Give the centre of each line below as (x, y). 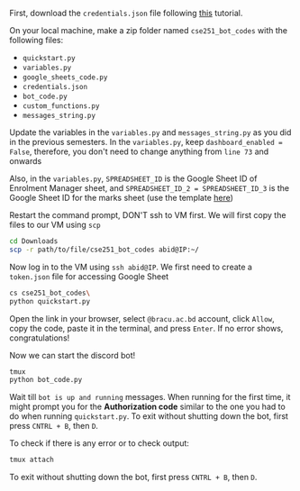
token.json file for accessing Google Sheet (89, 276)
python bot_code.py (46, 380)
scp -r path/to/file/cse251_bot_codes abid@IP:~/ (105, 250)
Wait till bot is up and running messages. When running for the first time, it (150, 397)
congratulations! (40, 338)
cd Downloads (34, 241)
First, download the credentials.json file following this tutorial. (126, 13)
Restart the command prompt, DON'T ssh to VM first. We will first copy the (148, 215)
